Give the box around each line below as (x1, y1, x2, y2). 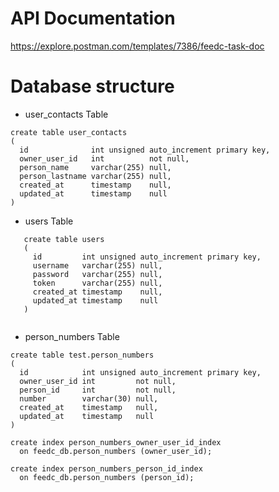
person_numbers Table (24, 330, 120, 342)
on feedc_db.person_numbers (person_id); (19, 472, 195, 482)
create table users (23, 234, 105, 244)
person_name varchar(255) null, (19, 162, 172, 172)
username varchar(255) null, (32, 260, 163, 271)
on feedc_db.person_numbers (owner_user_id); (19, 446, 213, 456)
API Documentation (10, 7, 176, 30)
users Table (24, 215, 74, 227)
